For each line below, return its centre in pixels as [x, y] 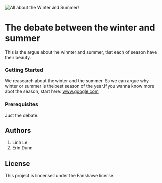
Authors [18, 131]
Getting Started [24, 70]
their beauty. [18, 57]
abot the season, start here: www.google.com [52, 91]
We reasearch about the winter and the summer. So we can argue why [77, 81]
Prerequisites [22, 104]
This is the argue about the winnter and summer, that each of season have [81, 52]
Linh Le [20, 143]
